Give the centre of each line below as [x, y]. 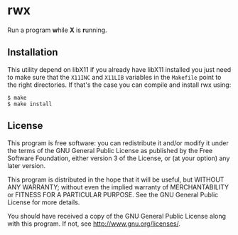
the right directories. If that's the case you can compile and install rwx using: [119, 85]
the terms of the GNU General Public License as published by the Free [110, 150]
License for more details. [44, 202]
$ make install [30, 104]
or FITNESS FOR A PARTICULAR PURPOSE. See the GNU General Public [113, 194]
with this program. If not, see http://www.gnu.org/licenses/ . [94, 224]
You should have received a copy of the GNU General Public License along [117, 216]
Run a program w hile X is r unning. [58, 30]
